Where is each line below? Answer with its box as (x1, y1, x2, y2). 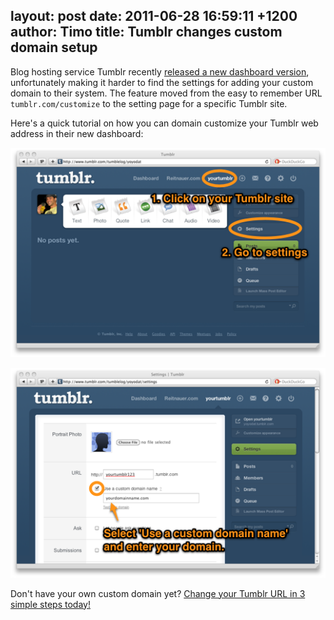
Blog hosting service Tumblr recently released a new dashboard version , (10, 65, 310, 78)
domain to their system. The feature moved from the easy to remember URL (10, 87, 323, 99)
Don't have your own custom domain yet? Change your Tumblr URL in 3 (10, 587, 306, 599)
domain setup (10, 39, 98, 56)
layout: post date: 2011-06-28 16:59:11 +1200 (10, 8, 298, 25)
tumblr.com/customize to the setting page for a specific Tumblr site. (10, 97, 288, 109)
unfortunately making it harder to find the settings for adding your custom (10, 76, 314, 88)
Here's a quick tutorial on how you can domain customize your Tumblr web (10, 117, 319, 129)
